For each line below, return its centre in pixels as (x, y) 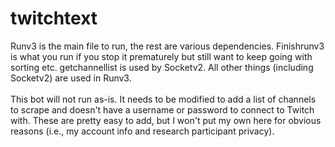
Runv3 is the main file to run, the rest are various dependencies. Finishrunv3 (167, 46)
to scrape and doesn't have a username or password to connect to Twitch (162, 109)
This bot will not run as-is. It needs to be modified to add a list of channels (163, 99)
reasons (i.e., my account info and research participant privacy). (142, 131)
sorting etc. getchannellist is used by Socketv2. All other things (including (162, 67)
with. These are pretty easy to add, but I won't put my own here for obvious (166, 120)
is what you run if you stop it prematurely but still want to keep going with (161, 56)
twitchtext (54, 18)
